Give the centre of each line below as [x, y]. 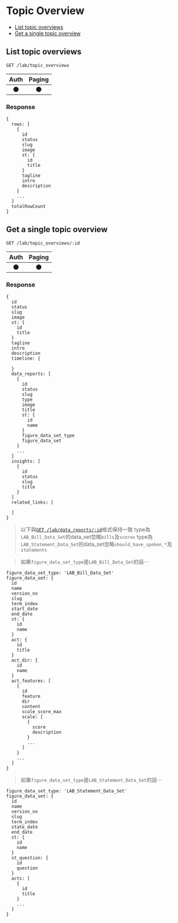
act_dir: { [25, 660]
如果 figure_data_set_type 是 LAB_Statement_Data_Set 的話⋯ [91, 780]
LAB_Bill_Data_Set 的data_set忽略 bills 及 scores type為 [87, 537]
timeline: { [26, 359]
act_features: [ [31, 681]
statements [34, 551]
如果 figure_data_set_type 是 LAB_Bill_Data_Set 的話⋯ [85, 562]
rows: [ [21, 125]
